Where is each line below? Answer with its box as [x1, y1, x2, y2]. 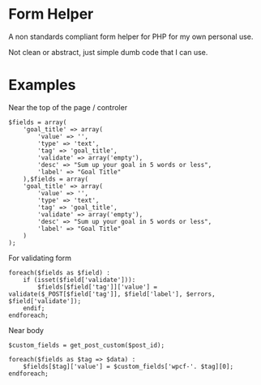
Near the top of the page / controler [8, 102, 128, 112]
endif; [23, 304, 45, 312]
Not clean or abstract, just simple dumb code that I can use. [8, 47, 208, 57]
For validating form [8, 253, 71, 263]
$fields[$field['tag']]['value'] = [37, 283, 158, 291]
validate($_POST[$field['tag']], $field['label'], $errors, [8, 289, 216, 298]
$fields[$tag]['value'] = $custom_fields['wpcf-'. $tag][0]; [23, 362, 233, 370]
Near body [8, 325, 45, 335]
